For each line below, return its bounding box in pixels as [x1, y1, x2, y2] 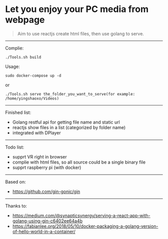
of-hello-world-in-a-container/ [12, 228, 76, 234]
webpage [5, 14, 45, 25]
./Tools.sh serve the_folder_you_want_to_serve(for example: [5, 91, 135, 96]
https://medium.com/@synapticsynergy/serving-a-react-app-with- [12, 212, 151, 218]
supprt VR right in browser [12, 153, 67, 159]
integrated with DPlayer [12, 129, 61, 135]
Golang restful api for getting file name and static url [12, 119, 120, 125]
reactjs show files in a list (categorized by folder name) [12, 124, 126, 130]
